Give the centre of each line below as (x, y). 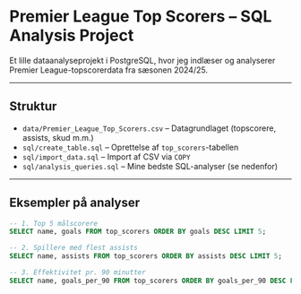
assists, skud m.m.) (58, 137)
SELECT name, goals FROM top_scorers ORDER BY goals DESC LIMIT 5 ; (138, 232)
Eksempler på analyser (75, 203)
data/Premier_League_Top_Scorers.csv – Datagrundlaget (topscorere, (149, 128)
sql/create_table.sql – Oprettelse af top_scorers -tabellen (130, 147)
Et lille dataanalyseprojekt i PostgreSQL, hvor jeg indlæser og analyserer (142, 60)
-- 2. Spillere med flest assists (74, 248)
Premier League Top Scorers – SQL (141, 17)
